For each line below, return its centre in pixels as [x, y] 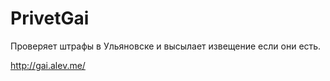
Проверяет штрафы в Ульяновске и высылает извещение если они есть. [166, 46]
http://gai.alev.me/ [48, 65]
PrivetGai [50, 18]
